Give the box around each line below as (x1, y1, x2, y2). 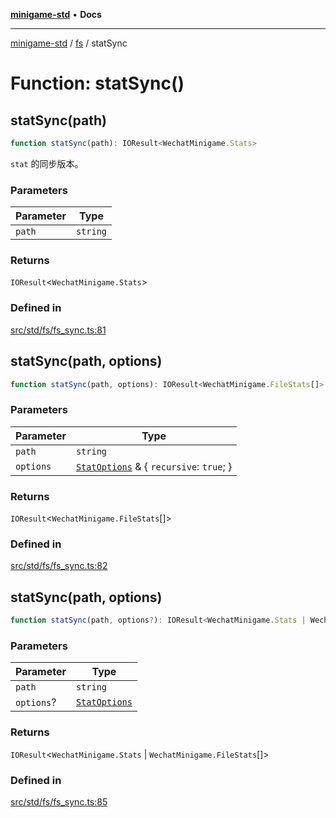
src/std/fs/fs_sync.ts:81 (10, 324, 107, 336)
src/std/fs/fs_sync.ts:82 (10, 560, 108, 572)
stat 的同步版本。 (10, 157, 84, 169)
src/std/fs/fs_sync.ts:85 (10, 795, 108, 808)
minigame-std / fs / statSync (10, 37, 128, 49)
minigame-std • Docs (10, 9, 102, 20)
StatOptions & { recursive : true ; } (75, 459, 233, 473)
